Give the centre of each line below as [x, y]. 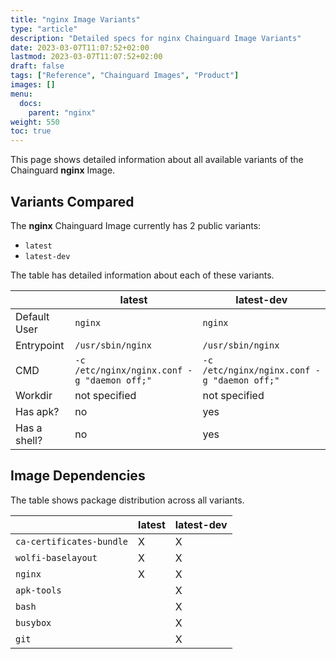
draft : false [37, 66]
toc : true [31, 131]
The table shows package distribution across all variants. [127, 500]
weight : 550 [35, 122]
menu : [21, 94]
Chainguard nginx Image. [63, 170]
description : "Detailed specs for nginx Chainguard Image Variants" [156, 38]
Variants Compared [72, 201]
